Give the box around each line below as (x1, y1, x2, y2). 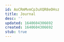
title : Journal (5, 12, 36, 16)
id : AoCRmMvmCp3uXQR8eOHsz (5, 7, 60, 12)
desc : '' (5, 16, 23, 21)
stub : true (5, 29, 27, 34)
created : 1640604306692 (5, 25, 53, 30)
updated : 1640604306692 (5, 20, 53, 26)
